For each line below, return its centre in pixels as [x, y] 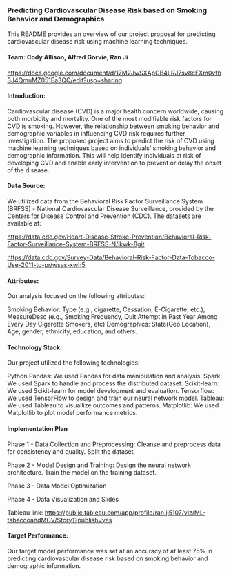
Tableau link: [25, 512]
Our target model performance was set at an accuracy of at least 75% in [110, 551]
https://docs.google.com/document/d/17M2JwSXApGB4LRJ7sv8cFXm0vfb [114, 73]
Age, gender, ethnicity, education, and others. [72, 331]
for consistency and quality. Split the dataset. [71, 451]
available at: [24, 223]
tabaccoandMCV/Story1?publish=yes [60, 520]
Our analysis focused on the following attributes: [76, 296]
